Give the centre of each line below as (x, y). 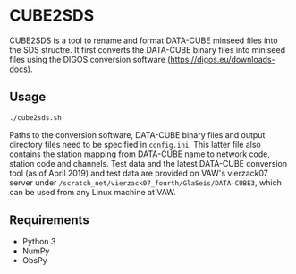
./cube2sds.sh (36, 117)
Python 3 (39, 242)
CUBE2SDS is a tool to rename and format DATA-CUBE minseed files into (144, 40)
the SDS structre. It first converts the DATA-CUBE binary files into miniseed (148, 49)
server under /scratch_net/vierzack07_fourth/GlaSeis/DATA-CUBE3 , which (145, 182)
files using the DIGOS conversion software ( (90, 59)
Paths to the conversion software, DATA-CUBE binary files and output (137, 134)
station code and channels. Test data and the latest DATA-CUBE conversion (148, 163)
